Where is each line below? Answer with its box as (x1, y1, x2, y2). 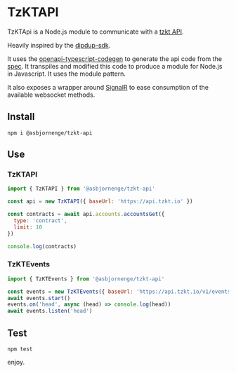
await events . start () (7, 294, 71, 301)
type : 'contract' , (13, 217, 68, 224)
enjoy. (7, 358, 25, 367)
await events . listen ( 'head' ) (7, 308, 93, 315)
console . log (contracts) (7, 243, 77, 250)
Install (7, 111, 35, 123)
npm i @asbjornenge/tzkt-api (7, 129, 93, 137)
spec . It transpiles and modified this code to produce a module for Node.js (7, 62, 223, 70)
